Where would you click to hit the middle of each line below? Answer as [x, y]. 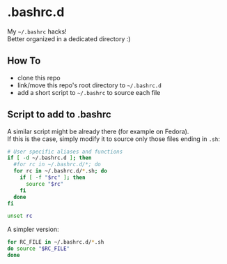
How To [24, 61]
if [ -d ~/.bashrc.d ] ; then [49, 158]
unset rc [20, 216]
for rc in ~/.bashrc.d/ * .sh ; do [61, 171]
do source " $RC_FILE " [39, 249]
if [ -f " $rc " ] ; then [53, 178]
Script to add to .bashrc [59, 115]
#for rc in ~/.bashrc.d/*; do [57, 165]
